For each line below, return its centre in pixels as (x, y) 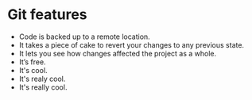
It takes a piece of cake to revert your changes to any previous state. (131, 44)
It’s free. (32, 62)
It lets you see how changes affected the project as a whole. (118, 53)
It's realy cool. (42, 79)
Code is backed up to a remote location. (84, 37)
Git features (48, 15)
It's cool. (33, 70)
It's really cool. (43, 87)
